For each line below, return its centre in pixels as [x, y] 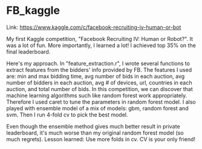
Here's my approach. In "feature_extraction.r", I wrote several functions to [98, 63]
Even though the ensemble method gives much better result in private [93, 126]
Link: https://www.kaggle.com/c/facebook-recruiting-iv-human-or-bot [94, 27]
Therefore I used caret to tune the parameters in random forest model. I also [101, 102]
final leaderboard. [28, 51]
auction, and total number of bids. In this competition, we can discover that [99, 89]
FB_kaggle [33, 11]
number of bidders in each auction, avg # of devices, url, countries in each [99, 83]
